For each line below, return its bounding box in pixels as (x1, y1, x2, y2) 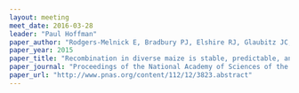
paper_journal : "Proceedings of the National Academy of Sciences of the (9, 63, 289, 72)
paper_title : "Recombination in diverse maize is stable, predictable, (9, 54, 280, 63)
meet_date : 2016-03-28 (9, 21, 93, 30)
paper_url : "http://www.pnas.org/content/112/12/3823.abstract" (9, 71, 253, 80)
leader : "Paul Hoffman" (9, 29, 98, 38)
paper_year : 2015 (9, 46, 74, 55)
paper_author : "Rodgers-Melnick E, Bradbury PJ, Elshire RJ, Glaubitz (9, 37, 277, 47)
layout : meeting (9, 12, 69, 22)
